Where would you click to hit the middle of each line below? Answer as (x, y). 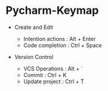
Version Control (34, 57)
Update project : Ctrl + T (54, 81)
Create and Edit (34, 27)
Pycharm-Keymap (52, 11)
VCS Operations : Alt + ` (53, 68)
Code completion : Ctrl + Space (62, 45)
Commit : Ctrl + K (45, 75)
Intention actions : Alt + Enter (59, 39)
